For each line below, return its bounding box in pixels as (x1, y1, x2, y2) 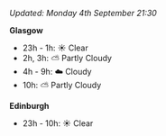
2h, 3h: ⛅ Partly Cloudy (22, 53, 113, 63)
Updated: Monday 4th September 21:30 (9, 8, 158, 18)
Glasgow (9, 25, 43, 35)
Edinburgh (9, 101, 50, 111)
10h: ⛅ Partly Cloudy (22, 80, 102, 90)
